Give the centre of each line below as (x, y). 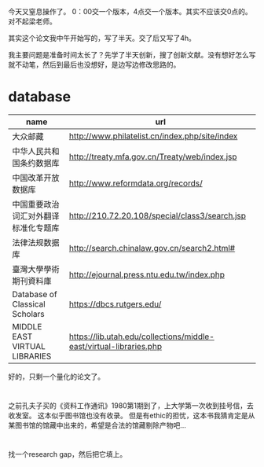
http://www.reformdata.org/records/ (136, 183)
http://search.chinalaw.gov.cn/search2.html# (152, 248)
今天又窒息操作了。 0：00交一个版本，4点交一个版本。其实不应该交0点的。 (130, 11)
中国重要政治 (36, 204)
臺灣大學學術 (36, 269)
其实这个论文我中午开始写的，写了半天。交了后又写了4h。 (102, 38)
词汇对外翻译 (36, 216)
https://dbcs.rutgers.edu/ (115, 303)
